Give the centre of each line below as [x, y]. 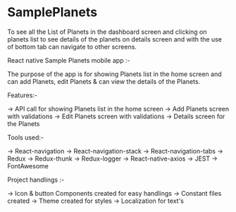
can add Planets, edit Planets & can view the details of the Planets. [104, 81]
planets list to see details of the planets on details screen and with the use [114, 39]
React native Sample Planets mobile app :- [69, 60]
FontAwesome [28, 166]
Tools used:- [26, 137]
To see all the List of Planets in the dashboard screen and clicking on [107, 32]
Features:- [22, 95]
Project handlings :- [36, 180]
